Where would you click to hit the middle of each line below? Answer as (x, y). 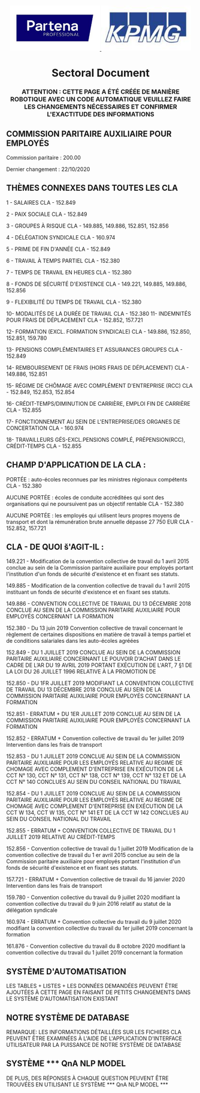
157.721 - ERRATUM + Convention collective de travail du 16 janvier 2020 (96, 879)
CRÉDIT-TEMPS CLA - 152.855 (44, 446)
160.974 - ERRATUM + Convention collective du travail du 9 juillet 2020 (94, 922)
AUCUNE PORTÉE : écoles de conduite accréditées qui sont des (85, 497)
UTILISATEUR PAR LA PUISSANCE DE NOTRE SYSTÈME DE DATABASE (94, 1044)
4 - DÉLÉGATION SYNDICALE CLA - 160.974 (61, 237)
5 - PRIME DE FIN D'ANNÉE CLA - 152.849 (58, 249)
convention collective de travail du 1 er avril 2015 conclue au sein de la (93, 855)
